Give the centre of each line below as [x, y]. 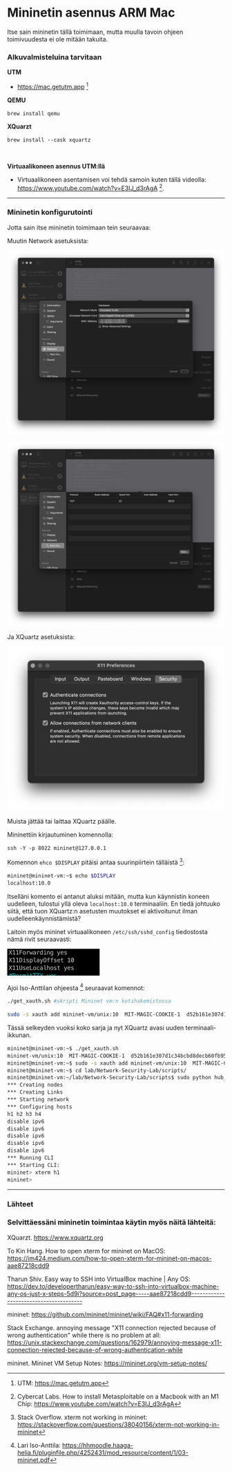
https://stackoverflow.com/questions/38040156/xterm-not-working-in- [118, 1424]
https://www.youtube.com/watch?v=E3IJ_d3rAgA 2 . [90, 187]
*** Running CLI [30, 1158]
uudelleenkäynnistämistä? [44, 918]
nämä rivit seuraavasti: [39, 939]
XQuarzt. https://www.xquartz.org [55, 1237]
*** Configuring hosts [40, 1107]
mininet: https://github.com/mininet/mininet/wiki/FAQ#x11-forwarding [105, 1314]
